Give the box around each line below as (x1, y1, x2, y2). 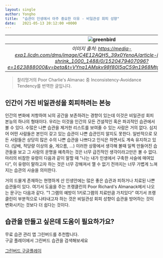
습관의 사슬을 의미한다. (14, 167, 57, 173)
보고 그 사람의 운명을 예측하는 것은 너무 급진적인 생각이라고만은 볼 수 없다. (17, 149, 158, 155)
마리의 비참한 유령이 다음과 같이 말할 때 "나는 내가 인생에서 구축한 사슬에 (5, 155, 142, 161)
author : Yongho (5, 12, 36, 17)
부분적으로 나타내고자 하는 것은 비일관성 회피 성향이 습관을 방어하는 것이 (17, 196, 154, 202)
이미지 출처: (71, 45, 97, 52)
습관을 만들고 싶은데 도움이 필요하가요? (5, 218, 115, 226)
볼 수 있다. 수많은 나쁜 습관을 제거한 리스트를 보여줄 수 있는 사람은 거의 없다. (5, 125, 148, 130)
